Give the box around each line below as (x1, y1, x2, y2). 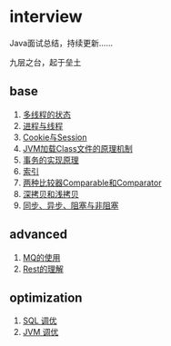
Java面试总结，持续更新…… (9, 37, 114, 48)
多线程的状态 (22, 109, 71, 120)
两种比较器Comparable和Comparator (22, 177, 162, 188)
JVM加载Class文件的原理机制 (22, 143, 134, 153)
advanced (9, 227, 68, 242)
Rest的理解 (22, 263, 64, 274)
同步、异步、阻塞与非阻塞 (22, 200, 119, 211)
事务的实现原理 (22, 154, 79, 165)
